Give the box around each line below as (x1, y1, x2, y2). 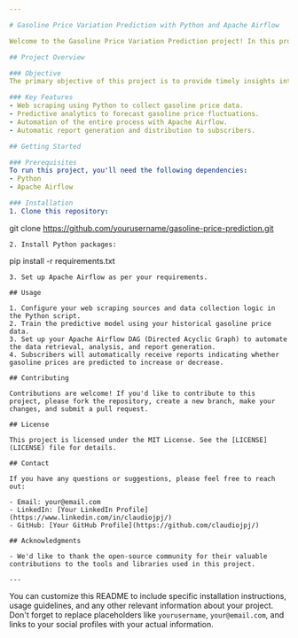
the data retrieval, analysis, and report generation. (9, 342, 216, 351)
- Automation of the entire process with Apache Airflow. (9, 117, 228, 127)
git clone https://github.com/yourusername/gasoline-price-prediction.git (9, 222, 274, 233)
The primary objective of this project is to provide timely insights (9, 77, 276, 86)
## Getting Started (9, 142, 82, 151)
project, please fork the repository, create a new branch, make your (9, 396, 276, 406)
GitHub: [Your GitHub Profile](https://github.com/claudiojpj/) (17, 520, 260, 530)
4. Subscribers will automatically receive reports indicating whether (9, 350, 279, 359)
